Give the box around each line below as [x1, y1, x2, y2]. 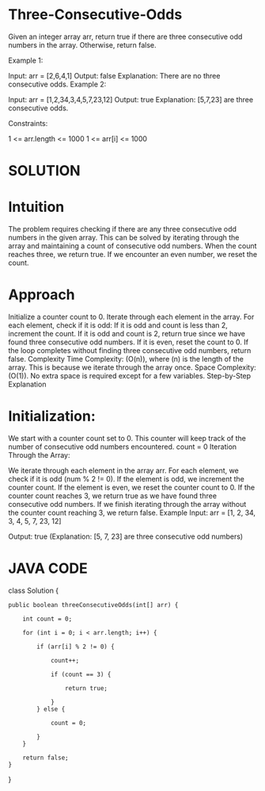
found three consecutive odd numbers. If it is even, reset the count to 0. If [8, 337, 249, 347]
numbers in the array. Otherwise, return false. [8, 40, 157, 49]
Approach [8, 286, 75, 304]
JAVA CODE [8, 559, 89, 578]
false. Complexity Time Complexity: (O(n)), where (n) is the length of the [8, 355, 244, 363]
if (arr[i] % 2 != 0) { [36, 643, 115, 651]
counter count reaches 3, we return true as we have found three [8, 490, 218, 501]
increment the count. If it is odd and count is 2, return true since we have [8, 329, 245, 338]
